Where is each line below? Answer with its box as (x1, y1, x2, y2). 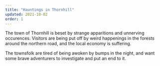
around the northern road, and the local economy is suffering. (5, 41, 132, 47)
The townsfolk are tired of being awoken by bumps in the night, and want (5, 50, 155, 56)
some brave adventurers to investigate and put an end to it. (5, 56, 126, 62)
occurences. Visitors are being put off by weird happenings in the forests (5, 35, 155, 41)
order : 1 (5, 16, 23, 21)
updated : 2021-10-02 (5, 12, 48, 17)
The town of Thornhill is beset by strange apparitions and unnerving (5, 30, 145, 36)
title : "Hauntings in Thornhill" (5, 7, 75, 12)
